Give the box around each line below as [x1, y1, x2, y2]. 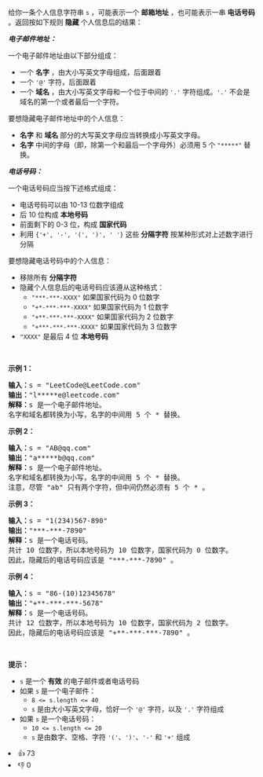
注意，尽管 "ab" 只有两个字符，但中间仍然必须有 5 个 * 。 [8, 483, 210, 492]
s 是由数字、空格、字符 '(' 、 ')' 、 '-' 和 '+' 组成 [31, 732, 191, 742]
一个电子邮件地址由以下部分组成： [8, 51, 119, 60]
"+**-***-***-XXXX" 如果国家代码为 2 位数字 [31, 312, 174, 321]
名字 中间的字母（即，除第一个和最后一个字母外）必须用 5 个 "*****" [19, 141, 242, 149]
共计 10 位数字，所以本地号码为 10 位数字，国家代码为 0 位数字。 [8, 546, 233, 555]
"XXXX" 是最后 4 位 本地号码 [19, 332, 108, 341]
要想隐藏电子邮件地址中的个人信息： [8, 114, 126, 123]
